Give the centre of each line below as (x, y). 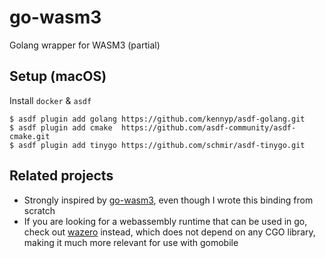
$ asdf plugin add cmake (61, 127)
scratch (39, 210)
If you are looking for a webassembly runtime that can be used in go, (165, 221)
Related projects (61, 176)
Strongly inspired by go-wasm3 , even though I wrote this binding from (168, 200)
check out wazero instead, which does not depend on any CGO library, (169, 232)
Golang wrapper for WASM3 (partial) (85, 45)
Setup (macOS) (58, 76)
